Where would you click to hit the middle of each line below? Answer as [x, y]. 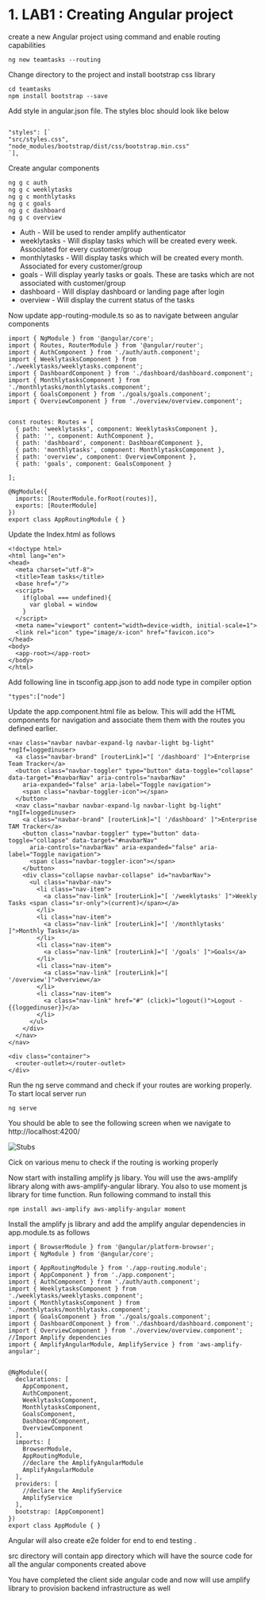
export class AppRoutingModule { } [67, 519]
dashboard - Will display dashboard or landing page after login [122, 291]
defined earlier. [33, 728]
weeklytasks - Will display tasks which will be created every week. [129, 240]
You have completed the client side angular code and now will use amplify [129, 1580]
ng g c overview [35, 217]
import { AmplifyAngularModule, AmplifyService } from [101, 1344]
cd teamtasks [30, 89]
